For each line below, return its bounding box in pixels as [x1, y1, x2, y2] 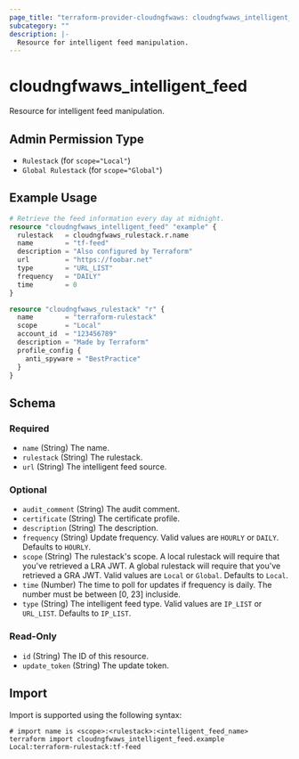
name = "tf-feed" [17, 239, 109, 248]
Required [9, 422, 50, 435]
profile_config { [17, 346, 82, 355]
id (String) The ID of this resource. [21, 650, 149, 661]
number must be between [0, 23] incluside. [21, 589, 181, 600]
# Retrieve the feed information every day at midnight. [9, 214, 225, 223]
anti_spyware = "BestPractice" [25, 354, 141, 363]
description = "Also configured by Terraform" [17, 247, 193, 257]
